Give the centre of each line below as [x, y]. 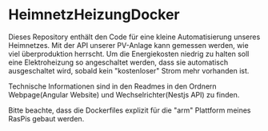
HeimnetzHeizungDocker [94, 15]
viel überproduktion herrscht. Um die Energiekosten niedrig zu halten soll [129, 54]
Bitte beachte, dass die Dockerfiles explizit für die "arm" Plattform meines [130, 110]
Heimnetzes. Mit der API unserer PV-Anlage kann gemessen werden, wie [129, 45]
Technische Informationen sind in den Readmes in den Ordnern [113, 86]
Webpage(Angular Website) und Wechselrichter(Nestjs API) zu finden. [124, 94]
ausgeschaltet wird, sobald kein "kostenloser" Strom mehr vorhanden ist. [129, 70]
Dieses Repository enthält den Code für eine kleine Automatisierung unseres [134, 37]
